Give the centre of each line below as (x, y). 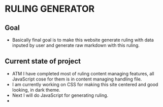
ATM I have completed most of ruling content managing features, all (83, 73)
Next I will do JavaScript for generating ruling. (60, 95)
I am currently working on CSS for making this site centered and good (85, 84)
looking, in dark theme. (36, 90)
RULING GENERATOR (50, 9)
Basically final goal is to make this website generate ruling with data (83, 40)
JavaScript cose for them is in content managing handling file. (77, 79)
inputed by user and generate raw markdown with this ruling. (76, 45)
